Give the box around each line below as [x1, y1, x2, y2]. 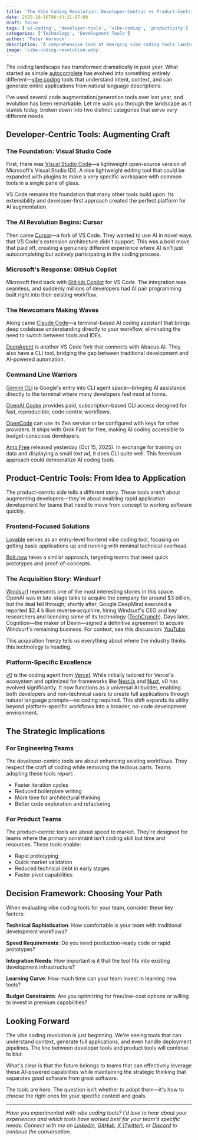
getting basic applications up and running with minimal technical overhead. [6, 542, 189, 549]
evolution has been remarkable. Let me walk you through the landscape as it [6, 100, 192, 107]
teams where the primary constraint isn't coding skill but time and [6, 835, 166, 842]
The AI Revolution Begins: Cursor [6, 218, 103, 226]
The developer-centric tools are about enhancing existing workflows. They [6, 757, 187, 765]
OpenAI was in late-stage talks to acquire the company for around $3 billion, [6, 594, 192, 601]
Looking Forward [6, 1016, 70, 1026]
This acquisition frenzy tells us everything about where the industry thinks [6, 637, 186, 644]
